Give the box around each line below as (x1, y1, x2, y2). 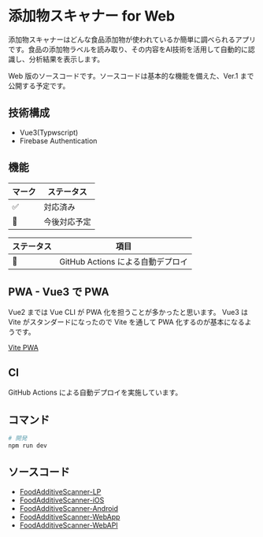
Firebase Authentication (19, 135, 98, 146)
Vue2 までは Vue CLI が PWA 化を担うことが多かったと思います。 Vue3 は (8, 308, 249, 317)
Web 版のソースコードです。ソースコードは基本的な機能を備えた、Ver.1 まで (8, 71, 254, 80)
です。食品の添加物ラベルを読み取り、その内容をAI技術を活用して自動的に (8, 44, 249, 54)
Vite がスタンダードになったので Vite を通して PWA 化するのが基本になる (8, 317, 246, 327)
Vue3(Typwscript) (19, 128, 79, 137)
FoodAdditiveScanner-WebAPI (19, 520, 118, 530)
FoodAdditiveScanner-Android (19, 503, 119, 513)
